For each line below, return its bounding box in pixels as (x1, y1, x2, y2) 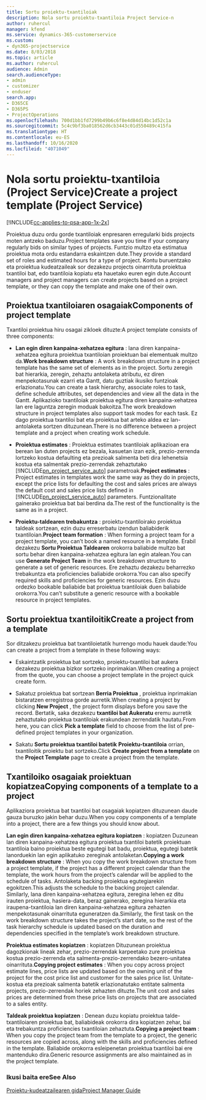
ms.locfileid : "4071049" (6, 145, 70, 152)
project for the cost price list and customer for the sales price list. (6, 974, 172, 981)
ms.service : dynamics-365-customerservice (6, 32, 116, 38)
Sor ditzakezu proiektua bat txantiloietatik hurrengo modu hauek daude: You (6, 640, 197, 647)
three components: (6, 332, 55, 340)
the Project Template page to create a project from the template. (15, 754, 180, 761)
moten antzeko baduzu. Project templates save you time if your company (6, 237, 189, 244)
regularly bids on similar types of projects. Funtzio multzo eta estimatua (6, 243, 188, 251)
